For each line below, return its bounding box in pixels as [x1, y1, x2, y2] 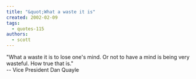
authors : [6, 31, 28, 37]
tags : [6, 20, 20, 26]
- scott [11, 37, 31, 43]
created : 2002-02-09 [6, 14, 58, 21]
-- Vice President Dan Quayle [6, 66, 80, 73]
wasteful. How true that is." [6, 60, 74, 67]
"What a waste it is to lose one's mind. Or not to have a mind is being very [6, 54, 190, 60]
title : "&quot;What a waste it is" [6, 8, 96, 15]
